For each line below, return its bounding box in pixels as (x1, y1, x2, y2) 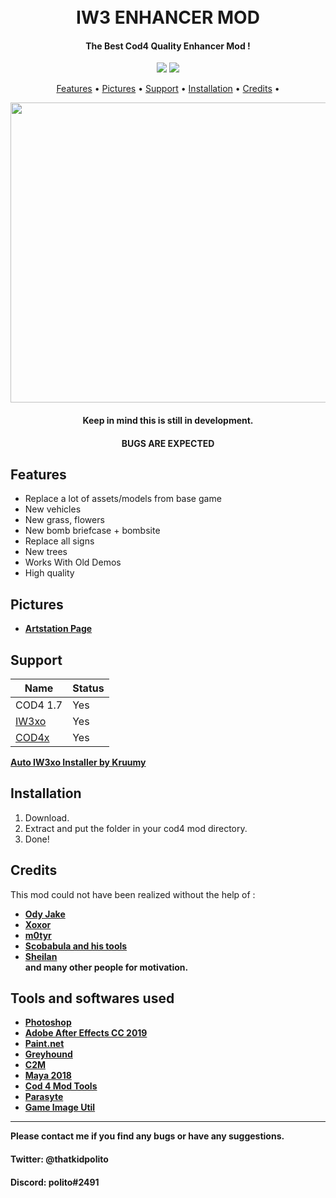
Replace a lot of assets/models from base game (24, 493, 222, 505)
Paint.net (24, 1038, 65, 1050)
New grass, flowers (24, 514, 105, 526)
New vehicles (24, 503, 82, 515)
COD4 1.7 (15, 698, 63, 712)
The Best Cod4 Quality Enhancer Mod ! (85, 40, 251, 52)
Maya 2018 (24, 1070, 72, 1082)
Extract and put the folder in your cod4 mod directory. (24, 822, 248, 834)
